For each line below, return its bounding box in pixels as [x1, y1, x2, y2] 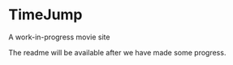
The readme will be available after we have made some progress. [8, 47, 227, 57]
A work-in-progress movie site [8, 32, 110, 42]
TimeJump [8, 6, 83, 24]
